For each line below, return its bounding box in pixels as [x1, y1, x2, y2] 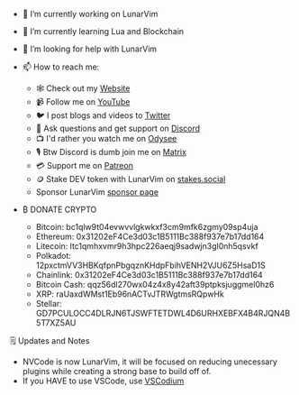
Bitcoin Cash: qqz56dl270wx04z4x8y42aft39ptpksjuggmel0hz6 [35, 280, 275, 289]
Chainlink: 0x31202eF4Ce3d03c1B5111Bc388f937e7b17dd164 [35, 270, 263, 280]
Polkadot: [35, 251, 72, 261]
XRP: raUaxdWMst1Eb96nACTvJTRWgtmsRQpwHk [35, 289, 225, 299]
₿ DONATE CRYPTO [22, 204, 97, 215]
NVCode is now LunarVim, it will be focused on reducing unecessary [22, 356, 277, 367]
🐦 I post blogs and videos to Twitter [35, 110, 171, 121]
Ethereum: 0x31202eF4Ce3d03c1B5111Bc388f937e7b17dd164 [35, 231, 265, 242]
